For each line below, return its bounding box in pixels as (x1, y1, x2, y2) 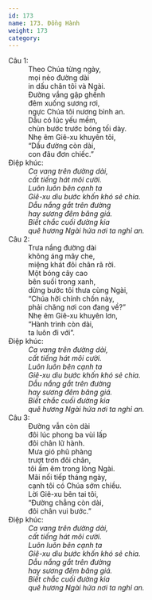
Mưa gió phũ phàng (28, 447, 93, 457)
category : (8, 34, 41, 42)
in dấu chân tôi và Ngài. (28, 82, 106, 91)
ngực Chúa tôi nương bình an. (28, 107, 126, 117)
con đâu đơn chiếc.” (28, 150, 94, 159)
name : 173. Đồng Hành (8, 19, 80, 27)
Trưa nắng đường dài (28, 243, 97, 253)
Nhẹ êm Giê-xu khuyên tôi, (28, 133, 116, 142)
